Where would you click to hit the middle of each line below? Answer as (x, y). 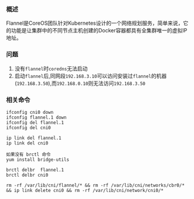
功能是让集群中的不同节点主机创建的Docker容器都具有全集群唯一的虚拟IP (99, 31)
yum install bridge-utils (38, 160)
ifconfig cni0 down (30, 112)
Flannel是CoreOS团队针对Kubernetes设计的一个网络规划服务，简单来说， (95, 23)
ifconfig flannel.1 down (36, 117)
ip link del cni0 (27, 143)
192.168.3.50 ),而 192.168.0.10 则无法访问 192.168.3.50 (81, 83)
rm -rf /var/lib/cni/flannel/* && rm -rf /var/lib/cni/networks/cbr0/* (95, 185)
